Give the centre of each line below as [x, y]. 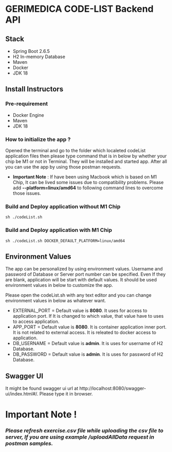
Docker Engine [28, 115]
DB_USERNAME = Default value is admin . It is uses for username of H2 [88, 343]
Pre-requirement [27, 104]
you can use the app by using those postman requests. [63, 167]
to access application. [36, 321]
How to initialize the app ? [38, 139]
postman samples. [29, 444]
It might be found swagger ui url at [42, 388]
